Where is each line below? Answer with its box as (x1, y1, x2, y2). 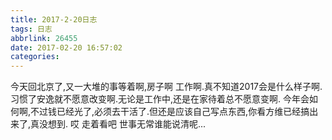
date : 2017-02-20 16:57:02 (10, 42, 123, 53)
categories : (10, 52, 60, 62)
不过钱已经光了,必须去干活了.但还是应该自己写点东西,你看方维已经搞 (30, 106, 310, 118)
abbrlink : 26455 (10, 33, 78, 43)
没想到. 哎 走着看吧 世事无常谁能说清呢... (39, 118, 206, 130)
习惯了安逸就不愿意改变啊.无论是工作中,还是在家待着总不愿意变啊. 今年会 (10, 93, 310, 105)
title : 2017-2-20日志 (10, 14, 98, 25)
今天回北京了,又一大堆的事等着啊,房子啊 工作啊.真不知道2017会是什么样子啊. (10, 81, 323, 93)
